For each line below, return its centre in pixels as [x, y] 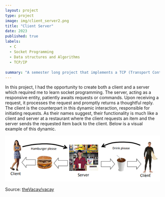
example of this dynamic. [31, 129]
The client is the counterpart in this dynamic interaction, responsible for [77, 108]
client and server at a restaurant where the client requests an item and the [80, 118]
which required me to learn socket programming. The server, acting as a [78, 92]
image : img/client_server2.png [37, 21]
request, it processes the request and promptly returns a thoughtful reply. [79, 103]
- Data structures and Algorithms [45, 57]
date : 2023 [16, 31]
